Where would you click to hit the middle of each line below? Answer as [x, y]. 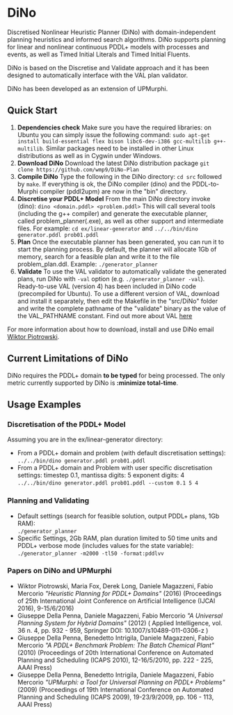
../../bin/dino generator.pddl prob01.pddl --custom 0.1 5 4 [108, 483]
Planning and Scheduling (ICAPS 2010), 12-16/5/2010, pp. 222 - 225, [115, 660]
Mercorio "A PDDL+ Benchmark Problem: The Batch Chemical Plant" [115, 645]
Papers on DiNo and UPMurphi [59, 571]
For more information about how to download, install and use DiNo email [111, 329]
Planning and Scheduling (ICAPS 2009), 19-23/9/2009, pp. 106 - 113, [115, 697]
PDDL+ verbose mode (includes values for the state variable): [105, 545]
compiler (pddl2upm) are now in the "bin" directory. [113, 191]
